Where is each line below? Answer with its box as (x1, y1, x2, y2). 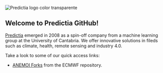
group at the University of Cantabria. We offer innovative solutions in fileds (5, 37, 158, 43)
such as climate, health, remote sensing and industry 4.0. (5, 43, 123, 49)
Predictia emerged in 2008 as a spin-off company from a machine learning (5, 32, 158, 38)
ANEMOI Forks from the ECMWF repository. (12, 62, 102, 68)
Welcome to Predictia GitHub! (5, 19, 99, 27)
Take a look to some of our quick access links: (5, 52, 100, 58)
